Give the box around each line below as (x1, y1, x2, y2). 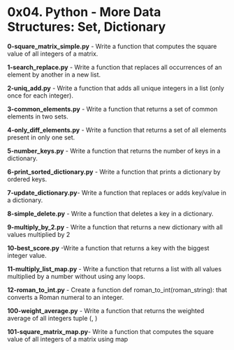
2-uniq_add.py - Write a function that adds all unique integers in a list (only (7, 84, 225, 92)
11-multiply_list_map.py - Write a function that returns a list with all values (7, 264, 222, 273)
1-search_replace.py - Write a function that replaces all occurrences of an (7, 63, 222, 71)
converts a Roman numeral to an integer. (7, 293, 124, 301)
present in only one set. (7, 133, 75, 142)
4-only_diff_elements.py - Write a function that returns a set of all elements (7, 125, 227, 134)
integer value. (7, 251, 47, 259)
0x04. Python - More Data (7, 4, 161, 20)
